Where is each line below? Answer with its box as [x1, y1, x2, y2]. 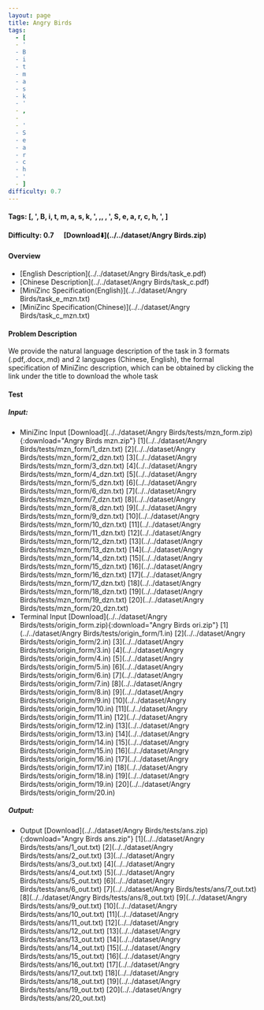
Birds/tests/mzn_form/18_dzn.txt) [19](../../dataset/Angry [19, 587, 203, 596]
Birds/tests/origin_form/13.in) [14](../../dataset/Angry [19, 729, 190, 738]
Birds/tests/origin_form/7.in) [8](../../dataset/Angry [19, 679, 183, 688]
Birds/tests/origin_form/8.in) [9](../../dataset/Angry [19, 687, 184, 696]
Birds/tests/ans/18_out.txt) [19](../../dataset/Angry [19, 976, 180, 986]
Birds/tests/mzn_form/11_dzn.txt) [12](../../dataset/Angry [19, 527, 202, 537]
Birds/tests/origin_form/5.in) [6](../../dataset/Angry [19, 662, 184, 671]
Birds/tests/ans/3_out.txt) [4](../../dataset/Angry [19, 859, 175, 868]
